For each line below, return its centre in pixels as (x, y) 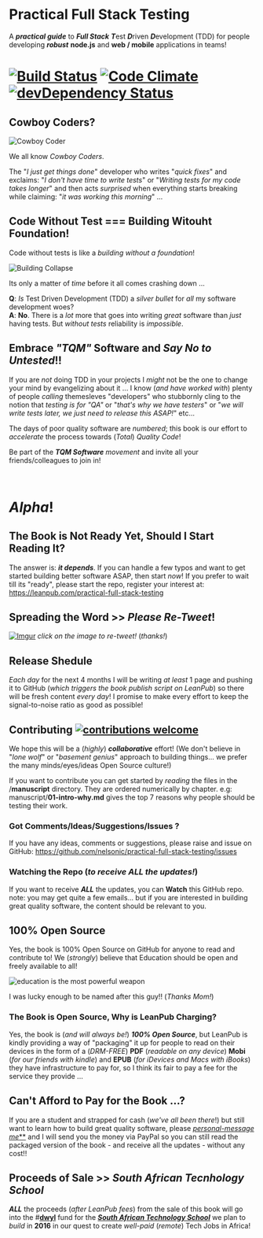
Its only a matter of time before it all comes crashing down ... (107, 283)
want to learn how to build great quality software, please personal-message (131, 1128)
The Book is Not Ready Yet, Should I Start (111, 536)
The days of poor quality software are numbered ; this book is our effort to (128, 428)
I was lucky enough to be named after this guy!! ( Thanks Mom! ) (111, 996)
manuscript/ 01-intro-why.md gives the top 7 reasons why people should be (132, 797)
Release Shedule (51, 661)
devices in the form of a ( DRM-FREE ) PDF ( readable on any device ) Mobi (127, 1051)
